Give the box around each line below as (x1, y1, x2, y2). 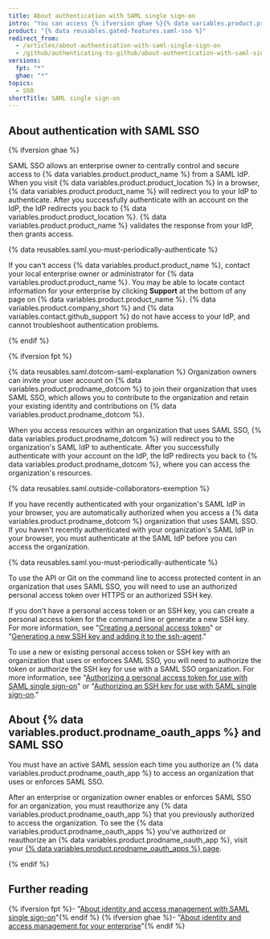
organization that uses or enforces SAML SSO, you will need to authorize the (8, 656, 262, 665)
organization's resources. (8, 468, 93, 478)
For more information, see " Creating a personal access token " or (8, 623, 223, 632)
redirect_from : (8, 34, 59, 43)
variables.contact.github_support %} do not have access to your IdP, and (8, 311, 251, 322)
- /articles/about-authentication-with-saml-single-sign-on (15, 42, 221, 50)
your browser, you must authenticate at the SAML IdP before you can (8, 533, 237, 543)
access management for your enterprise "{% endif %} (8, 920, 186, 930)
